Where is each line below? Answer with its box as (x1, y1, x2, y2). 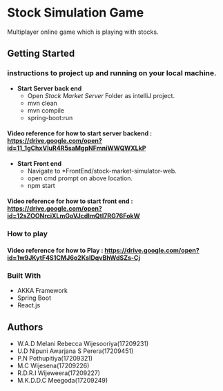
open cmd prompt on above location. (27, 174, 133, 182)
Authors (7, 321, 43, 333)
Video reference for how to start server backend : (7, 129, 153, 137)
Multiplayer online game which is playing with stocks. (7, 28, 159, 36)
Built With (7, 271, 41, 280)
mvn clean (27, 99, 57, 107)
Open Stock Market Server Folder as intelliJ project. (27, 91, 175, 99)
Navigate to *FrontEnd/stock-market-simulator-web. (27, 166, 177, 175)
